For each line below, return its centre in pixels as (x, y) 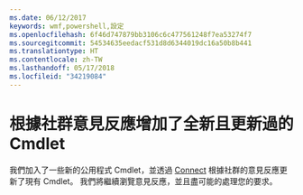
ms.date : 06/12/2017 (48, 18)
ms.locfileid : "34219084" (58, 77)
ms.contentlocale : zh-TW (56, 60)
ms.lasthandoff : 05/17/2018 (62, 69)
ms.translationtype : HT (54, 51)
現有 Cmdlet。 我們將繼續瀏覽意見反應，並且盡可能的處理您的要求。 (151, 181)
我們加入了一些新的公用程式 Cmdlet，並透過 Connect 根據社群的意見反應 (144, 170)
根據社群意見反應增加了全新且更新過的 (152, 124)
